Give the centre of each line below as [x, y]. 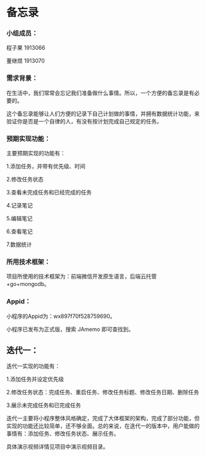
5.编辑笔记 [19, 218]
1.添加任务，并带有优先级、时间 [46, 166]
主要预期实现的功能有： [36, 153]
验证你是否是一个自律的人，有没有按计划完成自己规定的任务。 [84, 121]
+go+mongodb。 [28, 284]
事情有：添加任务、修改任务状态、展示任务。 [63, 434]
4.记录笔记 [20, 206]
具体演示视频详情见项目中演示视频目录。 [57, 447]
